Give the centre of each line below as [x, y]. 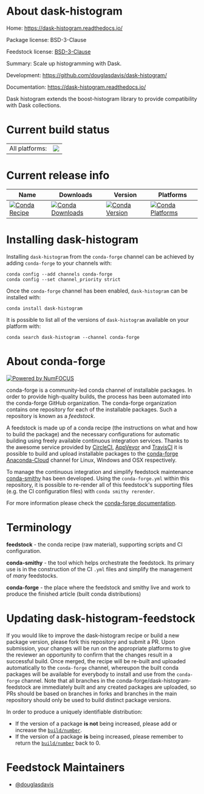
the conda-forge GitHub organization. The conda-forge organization [92, 403]
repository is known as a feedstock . [51, 416]
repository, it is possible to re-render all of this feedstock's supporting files [100, 484]
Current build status [58, 130]
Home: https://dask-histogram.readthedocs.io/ [65, 28]
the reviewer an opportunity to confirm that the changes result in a [90, 655]
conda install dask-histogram [45, 308]
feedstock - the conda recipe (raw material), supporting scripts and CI [95, 544]
